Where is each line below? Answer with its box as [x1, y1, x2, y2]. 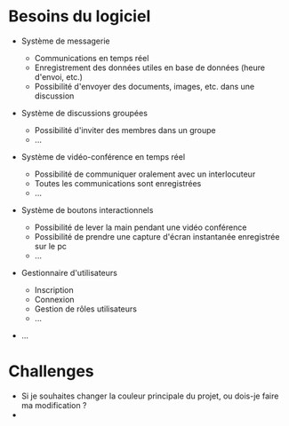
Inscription [34, 284, 75, 295]
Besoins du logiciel [8, 6, 151, 27]
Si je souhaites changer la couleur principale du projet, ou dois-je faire [20, 390, 279, 401]
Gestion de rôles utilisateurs [34, 304, 137, 314]
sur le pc [34, 241, 68, 251]
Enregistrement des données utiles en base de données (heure [34, 62, 266, 73]
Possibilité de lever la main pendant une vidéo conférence [34, 222, 247, 233]
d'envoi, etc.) [34, 71, 84, 82]
